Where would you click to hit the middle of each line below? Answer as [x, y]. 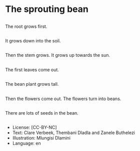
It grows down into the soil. [33, 40]
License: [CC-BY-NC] [34, 128]
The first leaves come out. [32, 70]
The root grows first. [26, 26]
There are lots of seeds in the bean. [42, 113]
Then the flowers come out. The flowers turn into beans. [63, 99]
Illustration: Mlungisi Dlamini [41, 138]
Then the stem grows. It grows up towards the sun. [58, 55]
